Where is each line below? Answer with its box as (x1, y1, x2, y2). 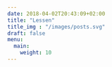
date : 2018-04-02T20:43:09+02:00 (7, 10, 106, 17)
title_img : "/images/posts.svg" (7, 23, 106, 30)
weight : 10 (20, 50, 52, 57)
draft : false (7, 29, 46, 37)
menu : (7, 36, 23, 43)
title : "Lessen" (7, 17, 55, 24)
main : (13, 43, 30, 50)
